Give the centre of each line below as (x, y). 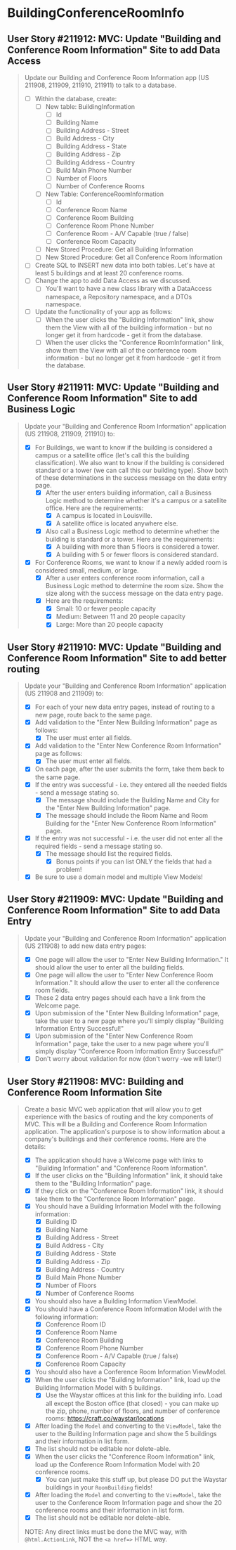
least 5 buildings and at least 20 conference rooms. (109, 273)
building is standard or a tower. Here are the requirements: (130, 539)
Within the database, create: (76, 99)
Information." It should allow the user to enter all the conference (127, 982)
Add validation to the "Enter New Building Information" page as (126, 722)
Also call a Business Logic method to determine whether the (132, 531)
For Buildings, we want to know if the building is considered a (124, 447)
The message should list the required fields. (109, 853)
